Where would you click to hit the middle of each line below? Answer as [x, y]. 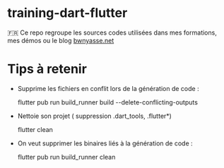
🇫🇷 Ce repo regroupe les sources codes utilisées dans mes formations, [112, 32]
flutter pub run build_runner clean [66, 157]
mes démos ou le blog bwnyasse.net [61, 40]
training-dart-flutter [67, 13]
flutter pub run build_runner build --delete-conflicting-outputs [107, 102]
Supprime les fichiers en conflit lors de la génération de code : [108, 88]
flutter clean [35, 129]
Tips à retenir [47, 69]
